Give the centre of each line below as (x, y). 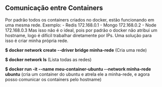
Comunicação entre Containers (54, 8)
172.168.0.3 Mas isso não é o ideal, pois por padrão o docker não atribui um (81, 30)
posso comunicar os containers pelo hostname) (53, 79)
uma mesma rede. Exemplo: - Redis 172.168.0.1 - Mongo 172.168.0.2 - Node (81, 25)
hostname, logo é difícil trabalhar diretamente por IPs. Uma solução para (79, 35)
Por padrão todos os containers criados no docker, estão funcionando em (80, 20)
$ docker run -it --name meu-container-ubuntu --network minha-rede (78, 69)
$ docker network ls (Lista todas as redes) (48, 59)
